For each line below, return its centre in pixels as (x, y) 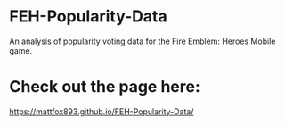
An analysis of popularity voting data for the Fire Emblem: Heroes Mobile (142, 41)
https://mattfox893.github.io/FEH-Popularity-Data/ (102, 111)
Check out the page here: (105, 87)
